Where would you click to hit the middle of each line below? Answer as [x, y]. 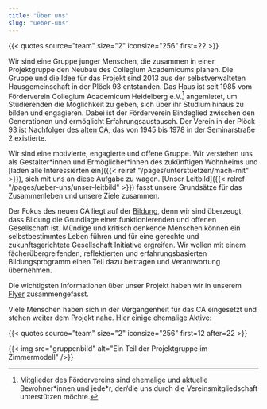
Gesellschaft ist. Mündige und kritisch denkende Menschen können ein [124, 228]
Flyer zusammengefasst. [48, 294]
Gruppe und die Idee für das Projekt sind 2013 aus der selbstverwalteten [127, 78]
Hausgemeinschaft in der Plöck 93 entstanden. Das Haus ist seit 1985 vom [130, 86]
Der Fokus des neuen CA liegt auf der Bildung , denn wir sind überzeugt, [126, 211]
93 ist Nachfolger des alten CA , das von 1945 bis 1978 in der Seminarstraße [132, 130]
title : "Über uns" [39, 15]
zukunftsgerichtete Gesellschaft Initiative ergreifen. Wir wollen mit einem [127, 245]
